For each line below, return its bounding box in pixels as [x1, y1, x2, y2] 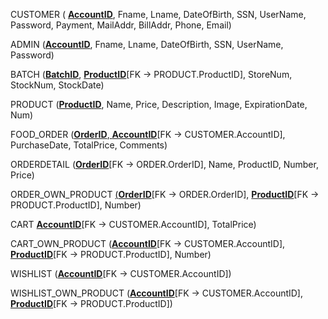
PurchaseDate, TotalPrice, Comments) [10, 139, 168, 151]
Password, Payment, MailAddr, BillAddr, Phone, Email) [10, 19, 232, 31]
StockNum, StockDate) [10, 79, 105, 91]
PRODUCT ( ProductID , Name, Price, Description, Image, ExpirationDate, [10, 99, 308, 110]
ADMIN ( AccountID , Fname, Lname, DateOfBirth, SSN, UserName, [10, 39, 284, 50]
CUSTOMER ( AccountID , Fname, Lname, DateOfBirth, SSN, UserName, [10, 9, 307, 20]
